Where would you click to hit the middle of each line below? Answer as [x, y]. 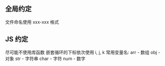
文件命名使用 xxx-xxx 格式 [32, 22]
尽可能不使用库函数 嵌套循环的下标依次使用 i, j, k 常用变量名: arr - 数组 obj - [83, 52]
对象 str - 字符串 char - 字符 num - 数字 [45, 58]
